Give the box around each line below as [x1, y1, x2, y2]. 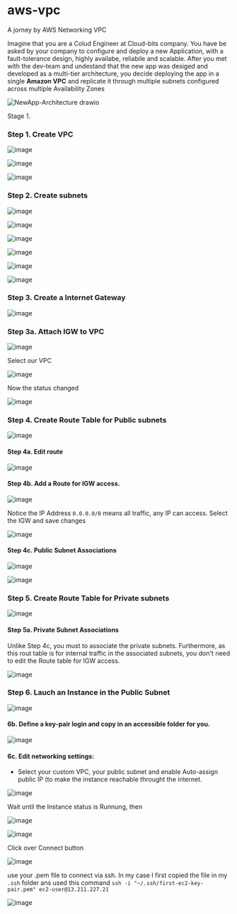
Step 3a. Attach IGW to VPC [7, 326, 105, 336]
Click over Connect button [7, 844, 84, 852]
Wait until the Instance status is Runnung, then [7, 802, 143, 811]
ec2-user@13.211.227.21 [38, 886, 110, 893]
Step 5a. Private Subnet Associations [7, 625, 119, 634]
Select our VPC [7, 357, 52, 365]
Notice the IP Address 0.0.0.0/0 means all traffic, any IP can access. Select [7, 509, 228, 517]
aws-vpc [7, 2, 61, 18]
